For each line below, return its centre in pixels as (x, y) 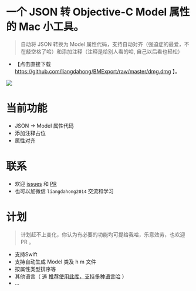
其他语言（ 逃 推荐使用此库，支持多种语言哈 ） (71, 276)
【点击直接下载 (33, 64)
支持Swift (26, 254)
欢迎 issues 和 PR (36, 183)
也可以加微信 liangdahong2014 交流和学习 (64, 191)
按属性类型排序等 (35, 269)
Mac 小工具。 (51, 27)
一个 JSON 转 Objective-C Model (87, 12)
